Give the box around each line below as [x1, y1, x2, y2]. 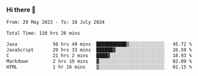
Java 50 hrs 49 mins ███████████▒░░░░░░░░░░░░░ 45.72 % [6, 41, 192, 47]
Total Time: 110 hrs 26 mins [6, 30, 80, 36]
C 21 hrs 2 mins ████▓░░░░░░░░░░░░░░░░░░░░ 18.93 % [6, 52, 192, 58]
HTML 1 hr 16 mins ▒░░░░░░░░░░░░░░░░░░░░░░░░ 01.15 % [6, 64, 192, 70]
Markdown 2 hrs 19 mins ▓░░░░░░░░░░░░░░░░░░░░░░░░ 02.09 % [6, 58, 192, 64]
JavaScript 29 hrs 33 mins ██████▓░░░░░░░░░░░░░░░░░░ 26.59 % [6, 47, 192, 53]
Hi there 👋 [6, 5, 37, 14]
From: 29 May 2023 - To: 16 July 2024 [6, 19, 105, 26]
